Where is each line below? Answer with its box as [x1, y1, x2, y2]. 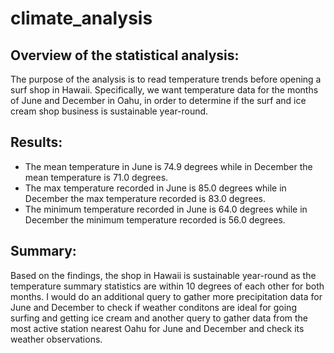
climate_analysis [10, 7, 153, 30]
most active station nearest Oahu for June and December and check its [10, 322, 305, 334]
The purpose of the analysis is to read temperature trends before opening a [10, 73, 322, 85]
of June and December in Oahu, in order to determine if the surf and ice [10, 95, 307, 106]
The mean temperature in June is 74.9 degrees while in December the [24, 160, 313, 172]
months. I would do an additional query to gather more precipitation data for [10, 290, 323, 302]
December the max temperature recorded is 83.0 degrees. [24, 192, 266, 204]
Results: [10, 134, 63, 151]
